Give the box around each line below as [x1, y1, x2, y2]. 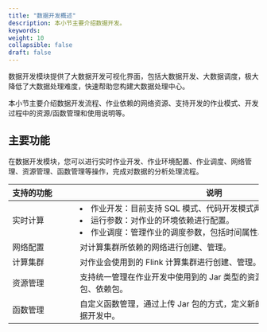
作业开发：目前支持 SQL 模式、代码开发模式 [91, 202, 254, 213]
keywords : [8, 26, 41, 34]
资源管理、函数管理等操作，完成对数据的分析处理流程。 [21, 166, 203, 176]
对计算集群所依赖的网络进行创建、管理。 [79, 241, 232, 252]
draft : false [8, 49, 52, 57]
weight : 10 [8, 33, 44, 42]
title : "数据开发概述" [8, 11, 76, 20]
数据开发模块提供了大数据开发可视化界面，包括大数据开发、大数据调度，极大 [8, 72, 259, 80]
